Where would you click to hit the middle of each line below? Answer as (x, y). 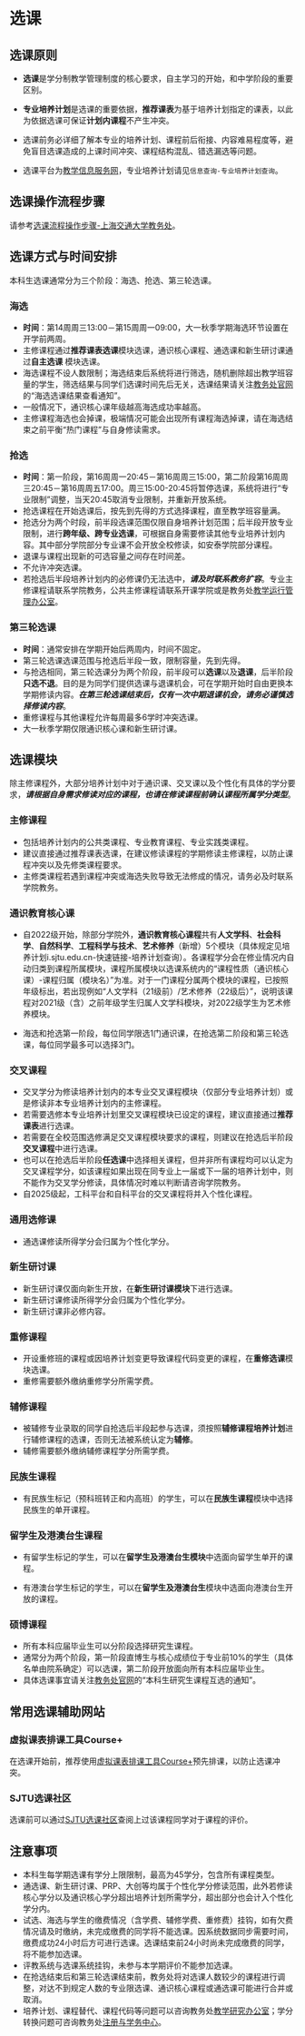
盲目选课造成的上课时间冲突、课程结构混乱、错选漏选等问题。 (146, 151)
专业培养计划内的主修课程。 (114, 1103)
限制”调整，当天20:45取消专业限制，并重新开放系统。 (131, 499)
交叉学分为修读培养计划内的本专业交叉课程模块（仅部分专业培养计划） (154, 1092)
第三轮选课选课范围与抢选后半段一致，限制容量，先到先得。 (134, 660)
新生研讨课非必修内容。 (66, 1311)
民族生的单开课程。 (59, 1510)
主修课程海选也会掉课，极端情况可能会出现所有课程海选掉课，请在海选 (154, 418)
